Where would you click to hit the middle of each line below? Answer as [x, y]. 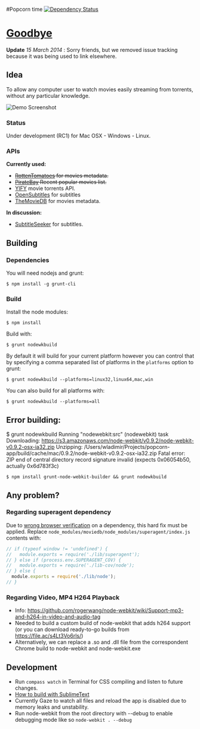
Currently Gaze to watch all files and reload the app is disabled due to [101, 701]
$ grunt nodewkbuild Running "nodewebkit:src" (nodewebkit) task [87, 434]
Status [16, 122]
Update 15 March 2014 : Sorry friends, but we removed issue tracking [92, 50]
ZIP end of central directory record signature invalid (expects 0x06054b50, [99, 460]
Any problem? [33, 495]
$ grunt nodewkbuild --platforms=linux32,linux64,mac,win [80, 380]
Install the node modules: [37, 312]
